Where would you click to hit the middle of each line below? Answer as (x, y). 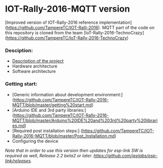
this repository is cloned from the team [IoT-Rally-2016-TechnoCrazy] (75, 33)
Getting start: (21, 84)
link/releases (18, 161)
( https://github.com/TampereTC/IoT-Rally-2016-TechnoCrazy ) (67, 38)
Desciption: (19, 50)
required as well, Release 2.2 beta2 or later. (49, 155)
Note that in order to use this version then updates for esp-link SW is (74, 150)
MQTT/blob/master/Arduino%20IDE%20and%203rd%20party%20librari (85, 120)
